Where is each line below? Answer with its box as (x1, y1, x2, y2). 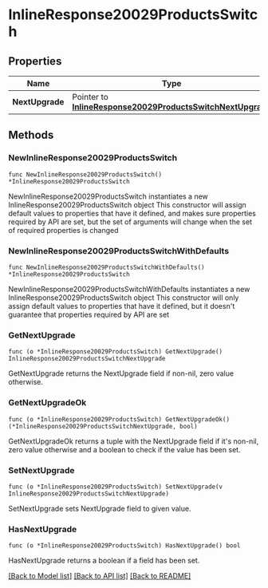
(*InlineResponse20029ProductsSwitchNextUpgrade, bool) (8, 422, 198, 430)
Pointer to (71, 92, 109, 102)
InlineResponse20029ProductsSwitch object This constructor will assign (8, 199, 247, 209)
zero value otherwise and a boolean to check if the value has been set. (8, 444, 241, 454)
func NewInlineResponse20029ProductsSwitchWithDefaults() (8, 263, 205, 271)
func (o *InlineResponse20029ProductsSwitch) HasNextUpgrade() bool (8, 542, 241, 550)
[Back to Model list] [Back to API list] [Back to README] (8, 571, 191, 581)
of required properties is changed (8, 225, 119, 235)
